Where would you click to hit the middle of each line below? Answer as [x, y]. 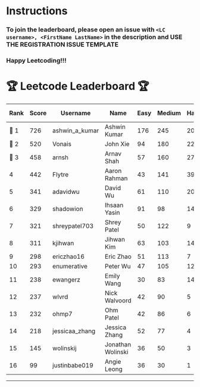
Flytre [61, 174]
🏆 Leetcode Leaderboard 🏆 [78, 86]
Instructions [37, 11]
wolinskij [65, 348]
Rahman [116, 178]
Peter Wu [118, 266]
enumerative [70, 266]
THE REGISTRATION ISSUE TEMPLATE [62, 45]
